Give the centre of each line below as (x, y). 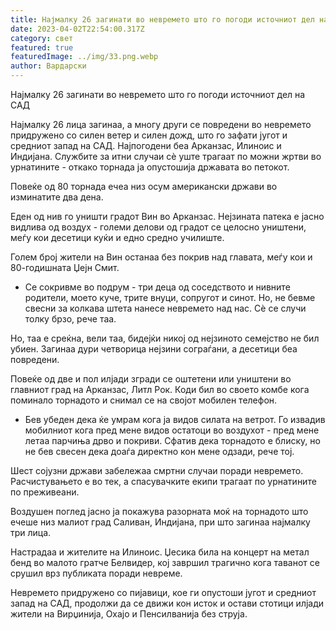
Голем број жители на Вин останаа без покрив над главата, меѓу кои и (161, 257)
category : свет (42, 38)
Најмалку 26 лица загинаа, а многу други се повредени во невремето (161, 124)
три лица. (31, 532)
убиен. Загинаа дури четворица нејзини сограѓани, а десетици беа (154, 349)
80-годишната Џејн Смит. (65, 267)
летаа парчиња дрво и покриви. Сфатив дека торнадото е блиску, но (172, 440)
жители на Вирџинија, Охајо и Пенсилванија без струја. (129, 614)
